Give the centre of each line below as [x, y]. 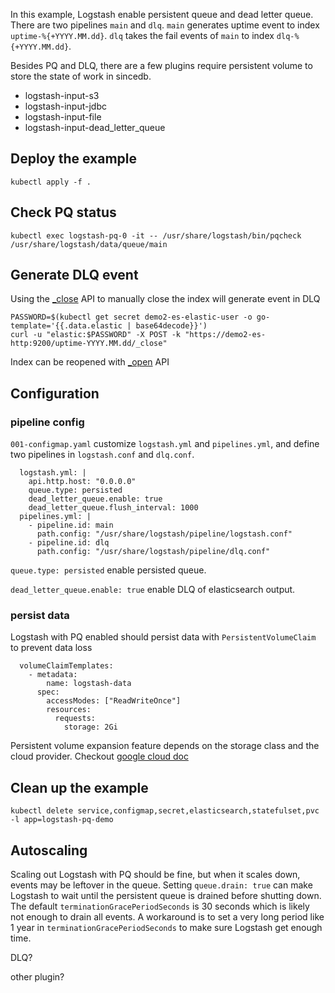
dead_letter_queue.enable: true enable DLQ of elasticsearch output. [153, 590]
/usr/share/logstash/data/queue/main [89, 244]
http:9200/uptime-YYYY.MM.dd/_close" [89, 344]
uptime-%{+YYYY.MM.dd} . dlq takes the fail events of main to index [142, 35]
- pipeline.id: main [71, 525]
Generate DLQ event [74, 275]
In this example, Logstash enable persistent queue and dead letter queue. [162, 14]
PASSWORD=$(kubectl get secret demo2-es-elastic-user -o [131, 317]
